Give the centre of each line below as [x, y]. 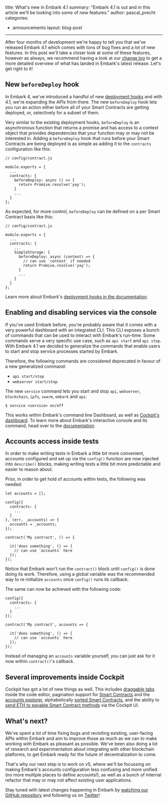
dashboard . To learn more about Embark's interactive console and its [76, 420]
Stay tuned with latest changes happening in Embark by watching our [77, 790]
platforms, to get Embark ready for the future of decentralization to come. [81, 754]
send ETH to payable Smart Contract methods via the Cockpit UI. [72, 705]
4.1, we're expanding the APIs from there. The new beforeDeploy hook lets [81, 102]
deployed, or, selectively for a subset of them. [52, 112]
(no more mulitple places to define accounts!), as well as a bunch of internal [83, 775]
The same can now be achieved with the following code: [63, 589]
